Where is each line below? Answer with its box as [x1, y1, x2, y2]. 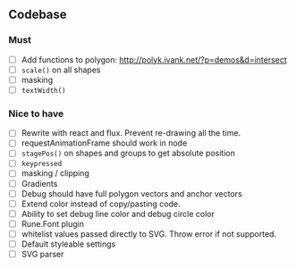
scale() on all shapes [21, 64, 101, 75]
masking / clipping [21, 168, 90, 179]
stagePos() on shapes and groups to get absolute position [21, 147, 236, 159]
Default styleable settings [21, 239, 116, 249]
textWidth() [21, 86, 66, 95]
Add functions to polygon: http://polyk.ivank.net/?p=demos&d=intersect [21, 54, 287, 65]
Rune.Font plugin [21, 218, 84, 229]
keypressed [21, 160, 63, 169]
